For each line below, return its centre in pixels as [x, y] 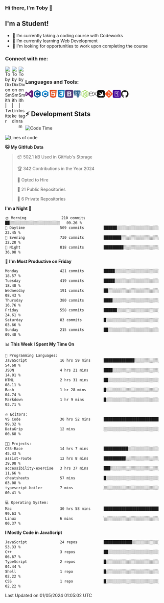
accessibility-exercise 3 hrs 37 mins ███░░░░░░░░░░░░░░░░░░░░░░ [82, 468]
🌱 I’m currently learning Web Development [55, 41]
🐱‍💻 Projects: [18, 444]
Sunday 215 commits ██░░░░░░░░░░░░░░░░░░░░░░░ [82, 330]
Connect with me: [27, 58]
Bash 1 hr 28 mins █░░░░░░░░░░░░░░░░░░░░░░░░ [82, 390]
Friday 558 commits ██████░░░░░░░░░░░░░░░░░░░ [82, 310]
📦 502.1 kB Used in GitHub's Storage [55, 157]
